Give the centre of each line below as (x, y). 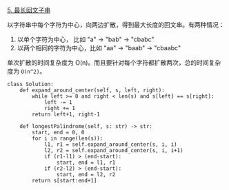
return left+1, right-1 (66, 114)
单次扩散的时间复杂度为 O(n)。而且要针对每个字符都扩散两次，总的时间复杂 (114, 63)
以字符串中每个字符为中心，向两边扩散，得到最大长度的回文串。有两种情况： (116, 25)
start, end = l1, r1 (86, 162)
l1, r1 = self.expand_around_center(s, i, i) (110, 145)
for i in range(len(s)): (68, 138)
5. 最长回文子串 (29, 10)
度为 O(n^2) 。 (27, 71)
